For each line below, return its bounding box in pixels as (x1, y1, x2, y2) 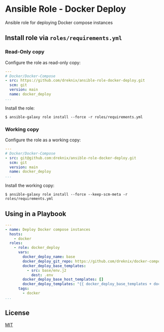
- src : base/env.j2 (26, 268, 67, 273)
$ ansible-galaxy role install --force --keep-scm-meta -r (5, 192, 128, 197)
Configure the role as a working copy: (5, 137, 81, 143)
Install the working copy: (5, 182, 55, 189)
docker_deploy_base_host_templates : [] (22, 277, 104, 282)
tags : (18, 286, 29, 291)
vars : (18, 250, 29, 255)
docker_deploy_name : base (22, 254, 76, 260)
